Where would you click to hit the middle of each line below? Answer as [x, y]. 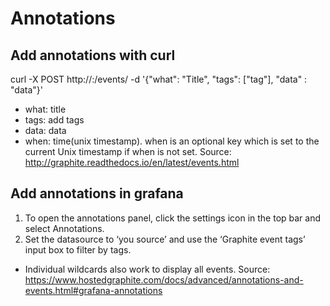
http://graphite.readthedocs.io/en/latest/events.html [132, 162]
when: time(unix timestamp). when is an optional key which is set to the [172, 141]
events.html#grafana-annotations [93, 290]
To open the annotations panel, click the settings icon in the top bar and [173, 218]
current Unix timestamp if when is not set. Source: [128, 151]
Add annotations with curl [93, 55]
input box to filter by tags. [78, 249]
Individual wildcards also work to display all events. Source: [147, 269]
